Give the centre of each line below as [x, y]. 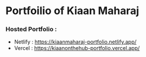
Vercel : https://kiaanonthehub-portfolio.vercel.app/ [77, 48]
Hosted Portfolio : [31, 29]
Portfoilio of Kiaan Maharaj [72, 11]
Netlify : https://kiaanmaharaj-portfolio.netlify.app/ [75, 42]
